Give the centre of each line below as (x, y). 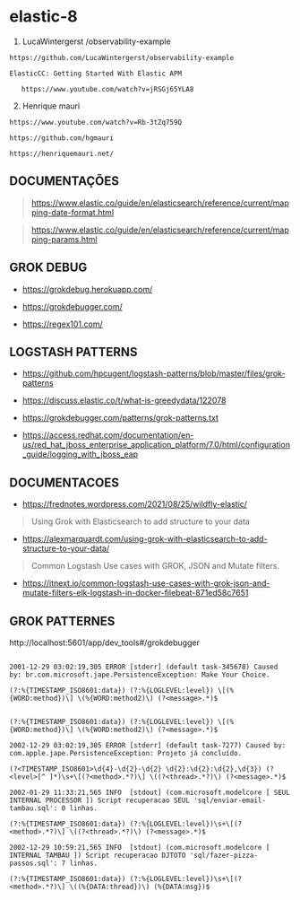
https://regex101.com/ (62, 324)
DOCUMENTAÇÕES (64, 181)
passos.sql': (34, 863)
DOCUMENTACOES (64, 482)
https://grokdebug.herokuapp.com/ (87, 289)
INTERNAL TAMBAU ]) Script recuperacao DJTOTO (98, 855)
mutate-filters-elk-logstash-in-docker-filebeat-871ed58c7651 (135, 593)
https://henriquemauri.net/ (62, 153)
